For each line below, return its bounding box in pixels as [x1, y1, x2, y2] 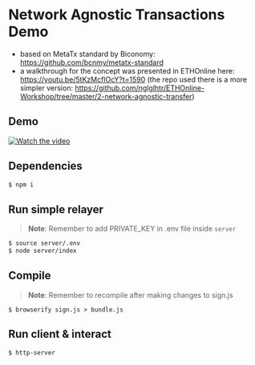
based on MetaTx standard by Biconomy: [19, 49, 156, 58]
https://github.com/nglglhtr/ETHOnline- [75, 82, 204, 93]
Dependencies [8, 159, 83, 173]
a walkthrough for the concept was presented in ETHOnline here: [19, 66, 235, 75]
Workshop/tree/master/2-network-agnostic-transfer [19, 91, 192, 101]
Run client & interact [8, 327, 112, 341]
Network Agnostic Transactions [8, 6, 225, 24]
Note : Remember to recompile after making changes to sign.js [27, 290, 234, 299]
